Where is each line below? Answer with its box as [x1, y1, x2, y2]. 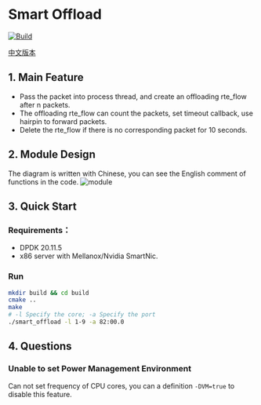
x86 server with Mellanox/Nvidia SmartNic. [19, 251, 158, 261]
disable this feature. [8, 389, 72, 399]
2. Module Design [8, 148, 96, 162]
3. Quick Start [8, 199, 77, 213]
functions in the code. [8, 177, 79, 186]
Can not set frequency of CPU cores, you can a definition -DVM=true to [8, 381, 235, 390]
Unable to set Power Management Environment [8, 363, 192, 374]
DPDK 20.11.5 [19, 243, 63, 253]
